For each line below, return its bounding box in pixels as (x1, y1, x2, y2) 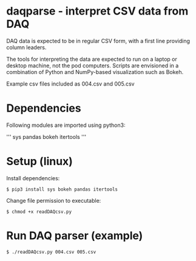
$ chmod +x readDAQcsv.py (6, 208, 72, 215)
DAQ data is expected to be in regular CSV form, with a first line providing (6, 37, 190, 44)
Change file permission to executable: (6, 197, 101, 204)
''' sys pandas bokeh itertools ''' (6, 133, 87, 140)
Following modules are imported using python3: (6, 121, 126, 129)
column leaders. (6, 44, 47, 51)
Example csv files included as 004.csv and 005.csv (6, 80, 135, 87)
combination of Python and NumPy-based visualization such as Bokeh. (6, 68, 184, 75)
